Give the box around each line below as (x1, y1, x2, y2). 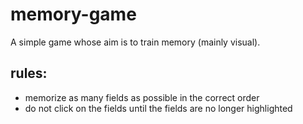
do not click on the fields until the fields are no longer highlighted (24, 102, 293, 114)
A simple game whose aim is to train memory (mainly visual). (10, 36, 261, 48)
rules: (10, 65, 48, 82)
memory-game (10, 3, 137, 26)
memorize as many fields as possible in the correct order (24, 91, 260, 103)
